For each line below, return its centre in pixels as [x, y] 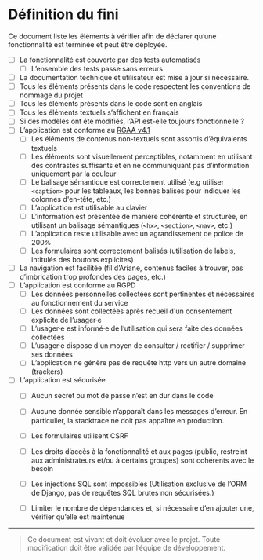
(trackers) [47, 372]
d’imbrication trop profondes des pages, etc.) [93, 276]
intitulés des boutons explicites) [83, 259]
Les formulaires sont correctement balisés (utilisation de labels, [133, 251]
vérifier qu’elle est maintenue [78, 517]
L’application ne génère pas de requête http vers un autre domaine [139, 363]
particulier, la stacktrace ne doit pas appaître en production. [128, 420]
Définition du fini [63, 15]
